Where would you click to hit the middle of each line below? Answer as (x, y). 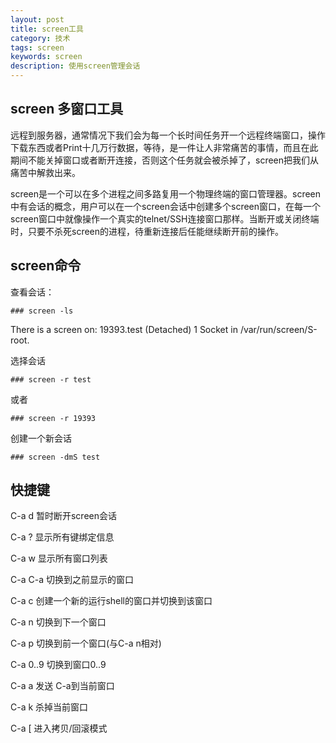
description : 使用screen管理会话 (75, 66)
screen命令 (46, 266)
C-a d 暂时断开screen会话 (63, 516)
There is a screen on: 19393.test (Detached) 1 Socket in (124, 329)
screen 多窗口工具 (67, 109)
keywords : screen (46, 57)
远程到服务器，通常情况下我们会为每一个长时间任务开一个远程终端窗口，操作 (168, 135)
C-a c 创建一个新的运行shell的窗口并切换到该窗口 (111, 601)
